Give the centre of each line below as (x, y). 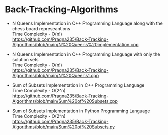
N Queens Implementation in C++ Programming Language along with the (87, 23)
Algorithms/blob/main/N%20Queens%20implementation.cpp (75, 44)
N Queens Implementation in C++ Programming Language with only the (86, 54)
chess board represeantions (41, 28)
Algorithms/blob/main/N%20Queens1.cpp (55, 75)
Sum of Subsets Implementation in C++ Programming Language (78, 85)
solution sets (25, 59)
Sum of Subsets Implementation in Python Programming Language (81, 111)
